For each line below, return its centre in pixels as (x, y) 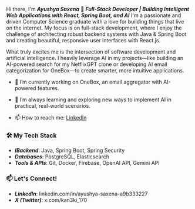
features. (48, 88)
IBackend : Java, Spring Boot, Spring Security (70, 151)
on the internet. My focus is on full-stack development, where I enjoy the (94, 28)
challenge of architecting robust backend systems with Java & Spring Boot (96, 34)
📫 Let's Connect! (32, 178)
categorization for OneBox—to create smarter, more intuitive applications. (95, 70)
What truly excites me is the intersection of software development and (91, 52)
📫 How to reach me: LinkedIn (51, 117)
